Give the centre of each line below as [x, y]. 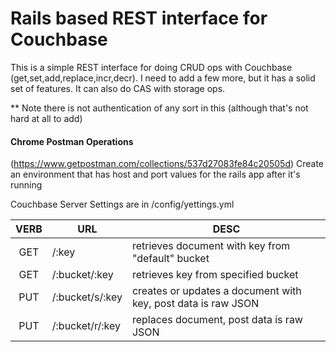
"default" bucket [170, 259]
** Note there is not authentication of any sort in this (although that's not [159, 108]
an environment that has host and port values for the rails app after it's [155, 174]
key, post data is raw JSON [195, 304]
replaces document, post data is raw [217, 320]
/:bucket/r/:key [86, 326]
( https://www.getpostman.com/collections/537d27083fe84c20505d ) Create [167, 164]
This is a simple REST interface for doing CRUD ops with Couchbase [151, 67]
